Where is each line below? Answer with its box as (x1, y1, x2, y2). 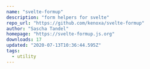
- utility (11, 53, 36, 59)
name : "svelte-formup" (6, 8, 64, 15)
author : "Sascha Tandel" (6, 25, 69, 32)
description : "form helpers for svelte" (6, 14, 110, 20)
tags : (6, 48, 20, 54)
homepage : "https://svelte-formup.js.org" (6, 31, 115, 37)
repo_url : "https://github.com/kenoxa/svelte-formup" (6, 20, 145, 26)
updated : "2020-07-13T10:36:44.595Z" (6, 43, 102, 49)
